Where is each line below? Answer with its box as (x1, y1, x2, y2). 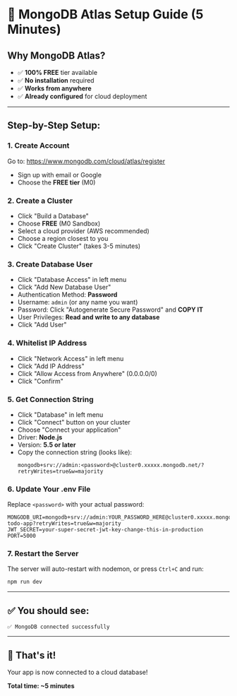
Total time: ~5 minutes (7, 681, 75, 690)
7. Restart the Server (7, 549, 79, 559)
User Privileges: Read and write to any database (17, 313, 160, 322)
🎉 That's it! (7, 649, 56, 661)
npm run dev (7, 579, 42, 586)
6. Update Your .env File (7, 484, 91, 494)
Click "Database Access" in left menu (17, 276, 127, 284)
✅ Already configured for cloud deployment (17, 92, 147, 100)
